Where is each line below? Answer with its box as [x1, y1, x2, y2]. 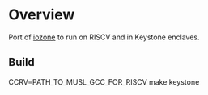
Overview [8, 6, 75, 24]
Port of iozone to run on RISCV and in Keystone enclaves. [8, 32, 200, 42]
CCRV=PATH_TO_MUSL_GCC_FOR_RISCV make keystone [8, 76, 200, 86]
